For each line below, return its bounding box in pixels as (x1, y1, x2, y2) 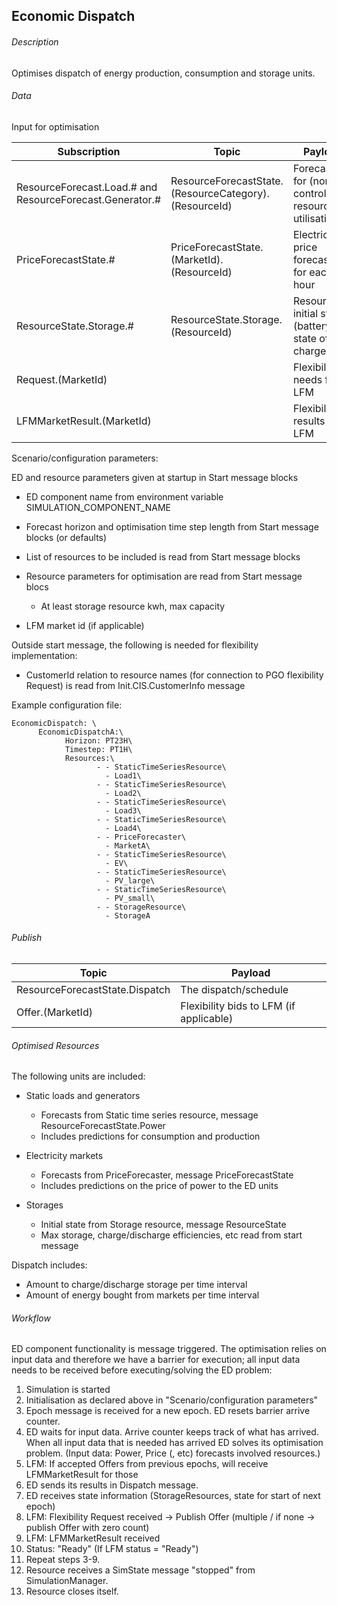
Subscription (57, 144, 121, 158)
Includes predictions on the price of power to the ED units (40, 1180, 279, 1192)
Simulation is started (25, 1384, 111, 1396)
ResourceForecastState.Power (40, 1120, 166, 1132)
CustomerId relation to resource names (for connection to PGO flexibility (25, 669, 324, 681)
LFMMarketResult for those (25, 1469, 139, 1481)
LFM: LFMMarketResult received (25, 1532, 161, 1544)
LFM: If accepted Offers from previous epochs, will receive (25, 1458, 269, 1470)
